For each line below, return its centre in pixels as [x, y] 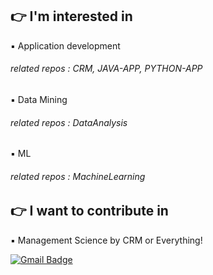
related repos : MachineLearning [78, 176]
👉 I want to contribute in [89, 211]
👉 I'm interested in [71, 16]
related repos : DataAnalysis [69, 122]
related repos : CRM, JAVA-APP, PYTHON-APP [106, 69]
